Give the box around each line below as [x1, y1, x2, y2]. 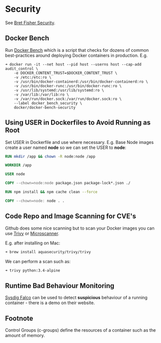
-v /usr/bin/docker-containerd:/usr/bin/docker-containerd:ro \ [14, 79, 148, 84]
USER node [5, 171, 26, 177]
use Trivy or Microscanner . [5, 230, 60, 236]
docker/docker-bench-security [14, 105, 76, 110]
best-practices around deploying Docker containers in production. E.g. [5, 52, 148, 58]
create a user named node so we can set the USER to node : [5, 144, 127, 150]
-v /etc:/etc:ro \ [14, 75, 52, 80]
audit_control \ [5, 66, 38, 71]
